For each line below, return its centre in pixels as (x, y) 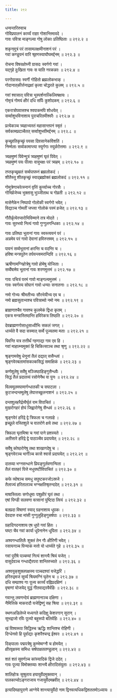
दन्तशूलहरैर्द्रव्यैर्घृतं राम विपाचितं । (30, 402)
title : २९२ (16, 10)
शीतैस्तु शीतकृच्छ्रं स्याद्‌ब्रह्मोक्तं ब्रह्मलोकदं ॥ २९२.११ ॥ (47, 177)
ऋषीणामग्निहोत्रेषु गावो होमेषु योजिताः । (34, 264)
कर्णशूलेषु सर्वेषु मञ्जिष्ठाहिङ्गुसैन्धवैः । (34, 371)
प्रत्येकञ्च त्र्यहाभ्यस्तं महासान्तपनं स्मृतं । (36, 125)
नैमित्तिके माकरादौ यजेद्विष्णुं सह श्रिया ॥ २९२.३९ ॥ (44, 603)
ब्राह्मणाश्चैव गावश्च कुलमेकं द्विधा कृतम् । (36, 310)
